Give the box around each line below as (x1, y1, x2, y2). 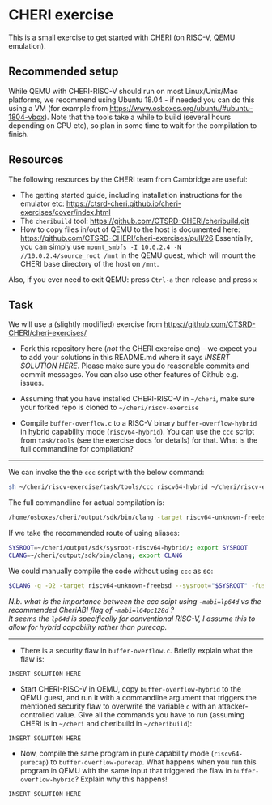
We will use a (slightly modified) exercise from (8, 319, 163, 329)
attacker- (217, 701, 249, 711)
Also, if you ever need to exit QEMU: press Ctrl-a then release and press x (8, 274, 257, 285)
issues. (19, 379, 45, 388)
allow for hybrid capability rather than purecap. (8, 622, 168, 632)
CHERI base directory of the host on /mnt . (19, 259, 159, 268)
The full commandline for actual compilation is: (8, 498, 164, 507)
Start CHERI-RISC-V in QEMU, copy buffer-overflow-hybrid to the (19, 683, 241, 694)
